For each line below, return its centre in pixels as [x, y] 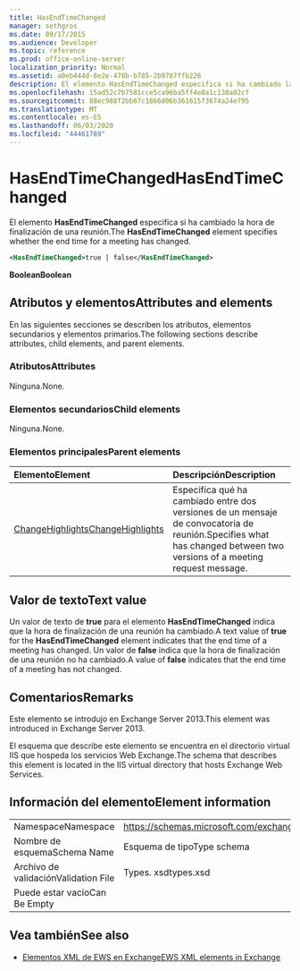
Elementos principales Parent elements [95, 452]
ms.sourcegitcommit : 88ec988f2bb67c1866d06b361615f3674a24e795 [129, 101]
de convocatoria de [213, 524]
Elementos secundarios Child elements [95, 409]
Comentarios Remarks [71, 698]
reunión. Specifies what [221, 535]
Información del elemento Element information [140, 802]
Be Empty [34, 903]
